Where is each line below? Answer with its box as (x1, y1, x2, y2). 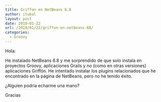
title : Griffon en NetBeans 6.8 (5, 7, 71, 12)
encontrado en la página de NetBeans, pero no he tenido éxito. (5, 73, 132, 79)
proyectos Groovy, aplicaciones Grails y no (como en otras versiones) (5, 62, 147, 69)
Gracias (5, 92, 21, 98)
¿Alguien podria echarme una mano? (5, 82, 80, 88)
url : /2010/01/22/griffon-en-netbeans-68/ (5, 25, 94, 30)
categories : (5, 30, 30, 35)
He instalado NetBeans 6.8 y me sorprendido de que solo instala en (5, 57, 142, 63)
